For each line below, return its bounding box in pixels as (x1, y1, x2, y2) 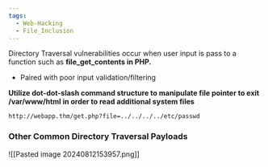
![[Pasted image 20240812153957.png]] (8, 149, 140, 159)
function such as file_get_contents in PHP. (8, 57, 152, 67)
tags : (8, 11, 27, 20)
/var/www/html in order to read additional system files (8, 97, 195, 107)
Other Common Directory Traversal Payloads (8, 131, 188, 142)
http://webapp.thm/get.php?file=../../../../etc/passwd (8, 112, 200, 120)
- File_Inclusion (15, 26, 74, 35)
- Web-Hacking (15, 19, 63, 27)
